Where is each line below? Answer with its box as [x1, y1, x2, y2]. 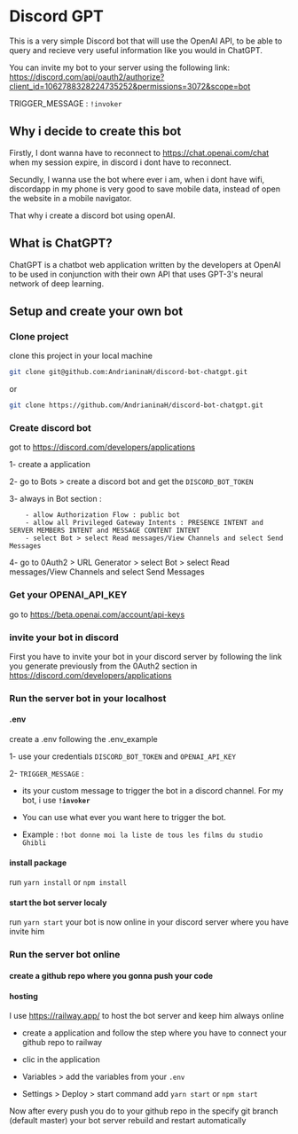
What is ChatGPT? [9, 236, 113, 251]
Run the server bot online [9, 949, 121, 961]
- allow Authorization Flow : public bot [25, 511, 180, 520]
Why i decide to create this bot [9, 124, 182, 139]
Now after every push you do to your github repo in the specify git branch [9, 1106, 278, 1116]
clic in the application [21, 1054, 100, 1065]
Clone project [9, 330, 69, 342]
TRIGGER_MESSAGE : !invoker [9, 98, 122, 108]
